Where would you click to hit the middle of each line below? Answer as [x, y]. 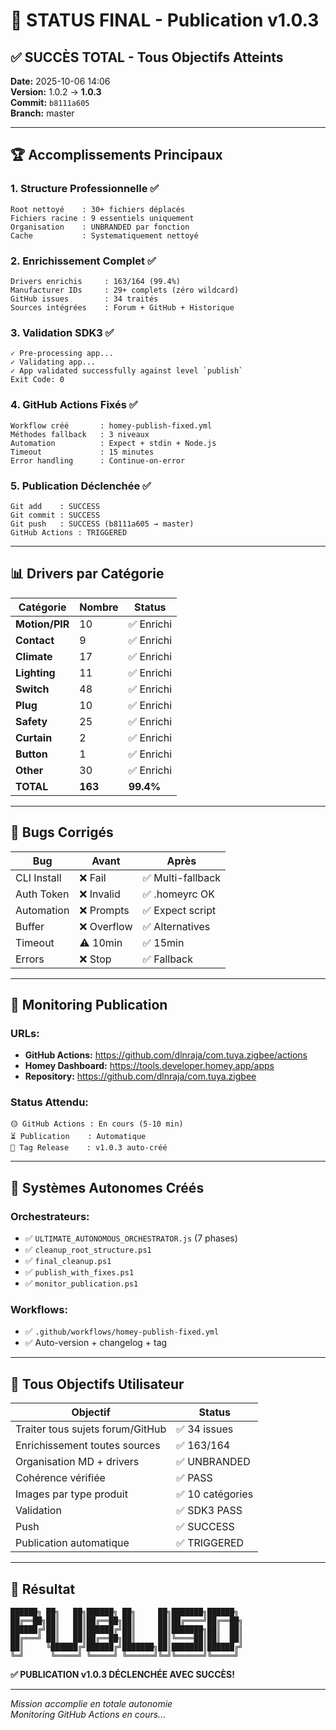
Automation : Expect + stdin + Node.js [113, 443]
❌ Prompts [104, 910]
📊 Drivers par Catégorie [87, 574]
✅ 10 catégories [215, 1494]
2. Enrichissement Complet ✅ [83, 261]
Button [31, 754]
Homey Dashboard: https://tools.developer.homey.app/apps [149, 1066]
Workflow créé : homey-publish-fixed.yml [111, 425]
